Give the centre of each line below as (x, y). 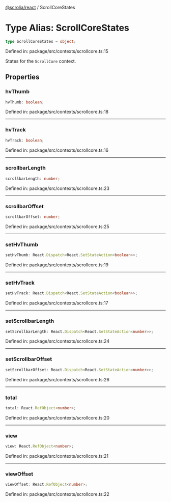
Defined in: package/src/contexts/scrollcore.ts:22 (57, 494)
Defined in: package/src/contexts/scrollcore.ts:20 (58, 417)
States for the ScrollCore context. (41, 61)
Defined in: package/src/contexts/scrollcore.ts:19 (57, 265)
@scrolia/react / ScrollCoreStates (40, 7)
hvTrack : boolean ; (25, 140)
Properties (22, 77)
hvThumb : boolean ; (25, 102)
